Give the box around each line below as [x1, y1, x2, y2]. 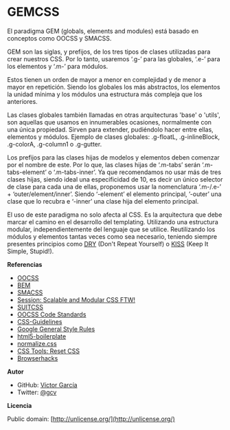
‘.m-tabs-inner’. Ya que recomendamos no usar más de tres [53, 168, 222, 176]
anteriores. [7, 97, 38, 105]
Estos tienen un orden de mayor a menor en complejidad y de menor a [7, 75, 207, 83]
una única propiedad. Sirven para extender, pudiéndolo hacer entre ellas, [7, 125, 214, 133]
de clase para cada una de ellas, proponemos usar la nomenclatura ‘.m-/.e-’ [7, 182, 222, 191]
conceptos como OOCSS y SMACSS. [7, 34, 112, 42]
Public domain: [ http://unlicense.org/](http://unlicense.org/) [7, 414, 175, 423]
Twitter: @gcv [16, 388, 57, 396]
